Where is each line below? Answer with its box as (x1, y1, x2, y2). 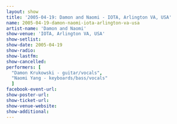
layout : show (6, 8, 39, 15)
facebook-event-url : (6, 86, 58, 92)
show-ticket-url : (6, 97, 49, 103)
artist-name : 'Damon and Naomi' (6, 25, 86, 32)
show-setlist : (6, 36, 42, 42)
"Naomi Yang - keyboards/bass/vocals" (11, 75, 108, 81)
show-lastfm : (6, 53, 39, 59)
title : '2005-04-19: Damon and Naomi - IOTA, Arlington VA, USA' (6, 14, 172, 20)
